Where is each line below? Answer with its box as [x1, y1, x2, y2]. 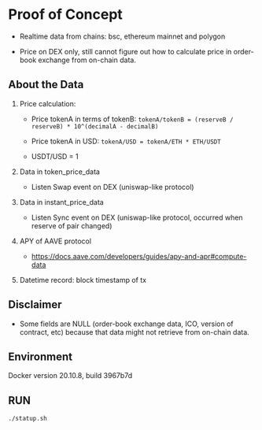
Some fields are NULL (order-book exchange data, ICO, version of [19, 319, 234, 328]
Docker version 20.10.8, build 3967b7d [8, 371, 133, 380]
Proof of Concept [8, 6, 124, 24]
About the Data [8, 78, 84, 91]
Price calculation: [19, 98, 76, 108]
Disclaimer [8, 298, 62, 312]
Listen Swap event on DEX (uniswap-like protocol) [31, 182, 194, 191]
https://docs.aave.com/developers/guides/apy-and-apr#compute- [31, 251, 247, 261]
